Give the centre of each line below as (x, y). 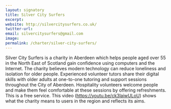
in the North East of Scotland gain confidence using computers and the (80, 63)
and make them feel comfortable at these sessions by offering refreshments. (86, 90)
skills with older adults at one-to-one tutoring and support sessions (76, 79)
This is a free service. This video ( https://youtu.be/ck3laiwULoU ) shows (81, 95)
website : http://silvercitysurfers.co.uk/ (51, 24)
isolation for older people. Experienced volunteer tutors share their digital (82, 74)
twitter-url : (19, 29)
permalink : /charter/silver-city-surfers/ (51, 43)
